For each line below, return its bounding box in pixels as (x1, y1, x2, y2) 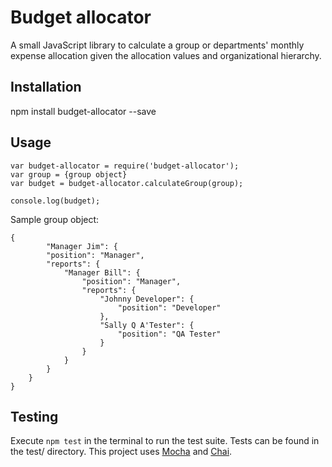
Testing (10, 408, 59, 425)
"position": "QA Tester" (117, 329, 222, 339)
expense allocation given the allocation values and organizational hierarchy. (10, 49, 322, 61)
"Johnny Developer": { (99, 294, 195, 304)
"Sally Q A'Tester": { (99, 320, 195, 330)
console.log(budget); (10, 196, 101, 206)
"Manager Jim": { (46, 241, 118, 251)
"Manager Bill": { (63, 267, 141, 278)
